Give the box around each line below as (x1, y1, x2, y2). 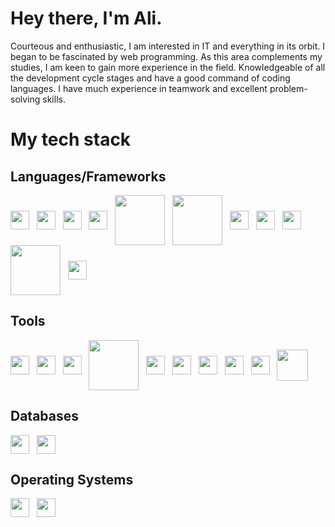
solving (10, 93, 41, 105)
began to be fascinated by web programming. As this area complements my (10, 50, 323, 62)
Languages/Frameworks (10, 168, 167, 185)
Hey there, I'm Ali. (10, 7, 163, 30)
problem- (269, 82, 308, 94)
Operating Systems (10, 471, 134, 488)
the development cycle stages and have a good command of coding (10, 72, 291, 84)
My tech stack (10, 128, 132, 151)
